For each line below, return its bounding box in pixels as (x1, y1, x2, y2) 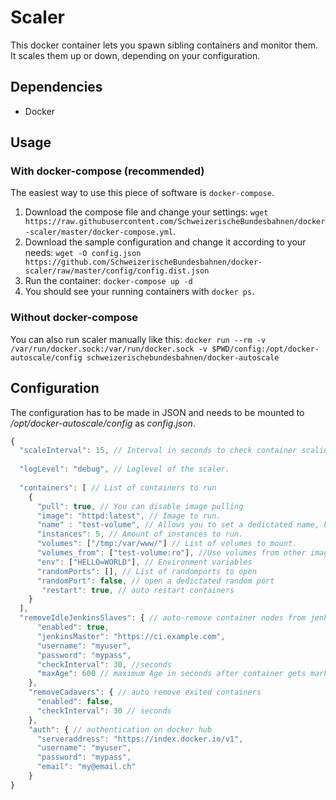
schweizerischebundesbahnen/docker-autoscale (86, 352, 280, 363)
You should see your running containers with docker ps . (24, 286, 255, 298)
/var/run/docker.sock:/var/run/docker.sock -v (10, 344, 208, 354)
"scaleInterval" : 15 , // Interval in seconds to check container (19, 446, 298, 456)
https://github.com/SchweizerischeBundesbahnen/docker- (24, 257, 263, 268)
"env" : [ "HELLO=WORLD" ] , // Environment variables (36, 557, 253, 567)
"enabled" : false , (36, 697, 114, 707)
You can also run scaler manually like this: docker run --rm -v (10, 333, 267, 345)
